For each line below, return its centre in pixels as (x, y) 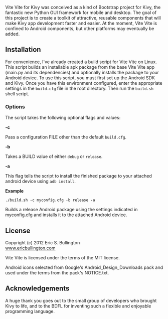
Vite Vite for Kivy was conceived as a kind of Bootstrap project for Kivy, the (83, 7)
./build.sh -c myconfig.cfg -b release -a (50, 200)
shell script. (17, 94)
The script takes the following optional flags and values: (63, 118)
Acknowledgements (37, 289)
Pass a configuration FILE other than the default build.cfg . (66, 137)
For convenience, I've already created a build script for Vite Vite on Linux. (81, 62)
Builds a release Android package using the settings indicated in (71, 210)
